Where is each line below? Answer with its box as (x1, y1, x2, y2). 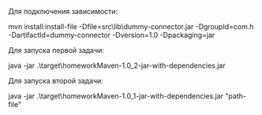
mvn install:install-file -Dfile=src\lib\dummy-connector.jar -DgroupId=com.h (8, 22, 254, 31)
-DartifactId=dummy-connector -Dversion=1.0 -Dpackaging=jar (8, 31, 215, 39)
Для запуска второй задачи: (8, 76, 104, 85)
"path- (224, 91, 247, 101)
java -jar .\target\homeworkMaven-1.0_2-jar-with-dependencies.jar (8, 61, 226, 70)
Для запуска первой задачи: (8, 46, 105, 54)
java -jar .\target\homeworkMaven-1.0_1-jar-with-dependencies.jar (8, 91, 223, 101)
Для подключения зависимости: (8, 7, 118, 16)
